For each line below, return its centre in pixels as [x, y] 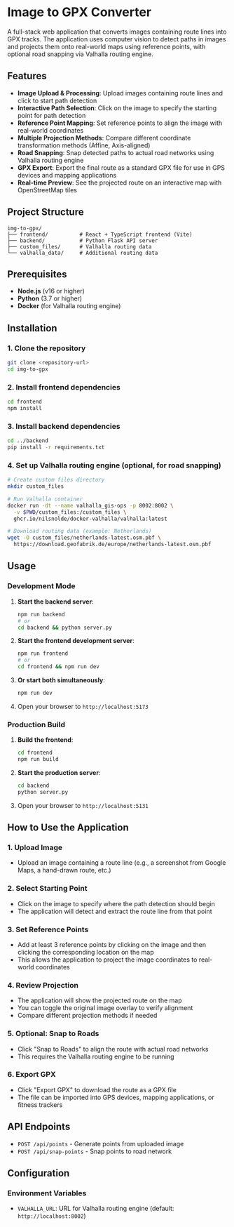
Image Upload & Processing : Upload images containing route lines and [120, 93]
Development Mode [41, 586]
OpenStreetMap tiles [47, 190]
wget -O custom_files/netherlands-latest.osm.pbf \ [84, 538]
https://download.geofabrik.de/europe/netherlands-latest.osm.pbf [112, 545]
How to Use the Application [68, 828]
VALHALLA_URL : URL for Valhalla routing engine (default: [96, 1209]
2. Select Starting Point [47, 889]
